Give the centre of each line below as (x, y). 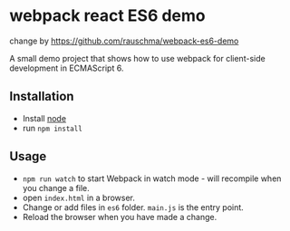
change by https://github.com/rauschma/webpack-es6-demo (124, 41)
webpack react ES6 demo (107, 16)
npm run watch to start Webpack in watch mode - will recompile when (152, 178)
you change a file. (56, 188)
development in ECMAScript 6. (67, 68)
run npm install (53, 128)
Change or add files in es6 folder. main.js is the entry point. (133, 207)
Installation (42, 96)
